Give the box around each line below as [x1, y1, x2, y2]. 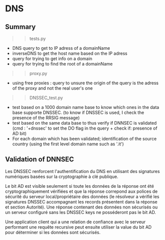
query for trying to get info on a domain [12, 56, 93, 62]
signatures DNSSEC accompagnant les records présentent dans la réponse [5, 199, 158, 205]
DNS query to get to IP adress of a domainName [12, 45, 110, 51]
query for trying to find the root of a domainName [12, 61, 113, 67]
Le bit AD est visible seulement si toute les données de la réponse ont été [5, 183, 154, 189]
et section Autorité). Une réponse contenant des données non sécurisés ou [5, 204, 158, 210]
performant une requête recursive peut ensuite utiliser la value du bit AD [5, 224, 152, 230]
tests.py [29, 35, 46, 41]
